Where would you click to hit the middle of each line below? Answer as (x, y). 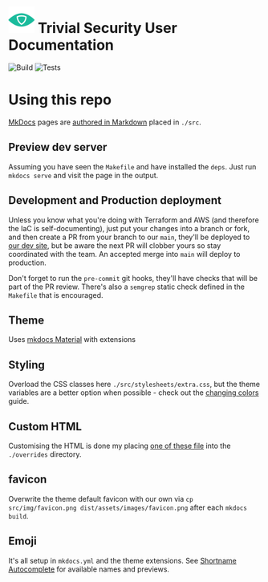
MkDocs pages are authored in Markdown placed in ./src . (105, 122)
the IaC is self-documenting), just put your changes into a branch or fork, (129, 228)
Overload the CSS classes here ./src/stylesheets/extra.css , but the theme (134, 385)
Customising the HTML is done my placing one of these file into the (120, 446)
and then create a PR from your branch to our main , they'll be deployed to (129, 237)
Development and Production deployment (115, 200)
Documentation (61, 45)
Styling (27, 365)
